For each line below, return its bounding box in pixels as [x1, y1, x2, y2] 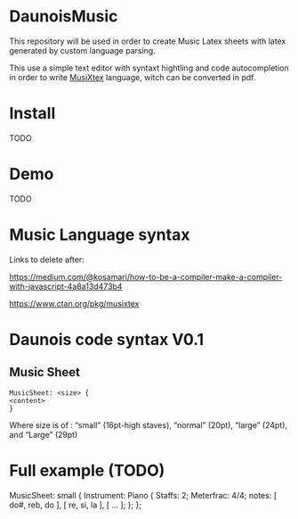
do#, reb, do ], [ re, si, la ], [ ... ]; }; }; [9, 499, 142, 510]
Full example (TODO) [9, 460, 165, 481]
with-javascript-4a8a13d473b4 [9, 281, 123, 292]
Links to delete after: [9, 254, 85, 265]
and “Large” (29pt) [9, 429, 78, 440]
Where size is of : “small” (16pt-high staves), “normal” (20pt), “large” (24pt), [9, 419, 287, 430]
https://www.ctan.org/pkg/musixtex [9, 298, 140, 309]
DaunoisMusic [9, 6, 118, 27]
